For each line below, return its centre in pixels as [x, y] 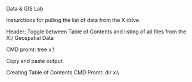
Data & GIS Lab [25, 9]
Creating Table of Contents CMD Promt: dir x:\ [63, 72]
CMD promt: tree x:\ [30, 49]
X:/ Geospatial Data [30, 38]
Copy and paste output [34, 61]
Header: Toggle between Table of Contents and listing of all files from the [96, 31]
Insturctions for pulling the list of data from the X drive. [73, 20]
